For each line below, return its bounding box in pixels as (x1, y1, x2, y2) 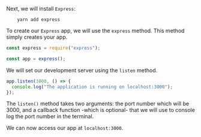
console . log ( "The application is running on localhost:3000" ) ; (11, 84, 173, 90)
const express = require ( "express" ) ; (6, 45, 101, 51)
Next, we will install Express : (6, 5, 76, 12)
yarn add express (17, 17, 61, 23)
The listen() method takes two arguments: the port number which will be (6, 100, 190, 107)
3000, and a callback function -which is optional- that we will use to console (6, 106, 195, 114)
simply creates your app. (6, 34, 68, 41)
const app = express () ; (6, 56, 66, 62)
